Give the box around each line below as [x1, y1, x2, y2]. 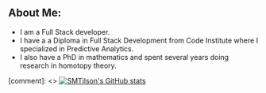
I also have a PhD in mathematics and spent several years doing [19, 52, 229, 61]
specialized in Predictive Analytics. [19, 43, 134, 54]
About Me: [8, 6, 62, 20]
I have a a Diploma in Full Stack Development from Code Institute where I [19, 35, 259, 45]
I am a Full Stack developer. [19, 27, 110, 36]
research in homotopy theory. [19, 61, 117, 70]
